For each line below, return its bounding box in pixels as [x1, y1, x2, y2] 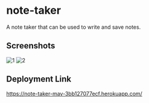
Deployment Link [6, 74, 71, 84]
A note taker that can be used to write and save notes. [6, 23, 141, 31]
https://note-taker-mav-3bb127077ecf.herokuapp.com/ [6, 90, 143, 97]
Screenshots [6, 41, 55, 51]
